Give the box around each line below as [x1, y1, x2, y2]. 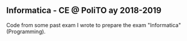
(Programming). [6, 28, 46, 35]
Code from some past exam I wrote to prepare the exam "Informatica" [6, 21, 182, 28]
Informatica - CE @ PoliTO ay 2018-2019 [6, 5, 162, 16]
